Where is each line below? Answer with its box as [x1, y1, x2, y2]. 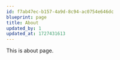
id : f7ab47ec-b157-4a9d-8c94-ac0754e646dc [6, 8, 114, 15]
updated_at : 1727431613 [6, 31, 66, 37]
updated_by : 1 [6, 25, 42, 31]
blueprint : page [6, 14, 47, 20]
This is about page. [6, 47, 54, 54]
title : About [6, 20, 39, 26]
